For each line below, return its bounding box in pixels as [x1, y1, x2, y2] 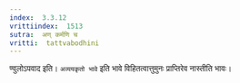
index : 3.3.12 [9, 13, 67, 23]
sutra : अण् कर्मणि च [9, 30, 78, 39]
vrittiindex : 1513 [9, 22, 84, 31]
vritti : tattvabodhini [9, 38, 100, 48]
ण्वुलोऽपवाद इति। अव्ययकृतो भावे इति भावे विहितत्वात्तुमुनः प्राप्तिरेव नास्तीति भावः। [9, 63, 232, 74]
